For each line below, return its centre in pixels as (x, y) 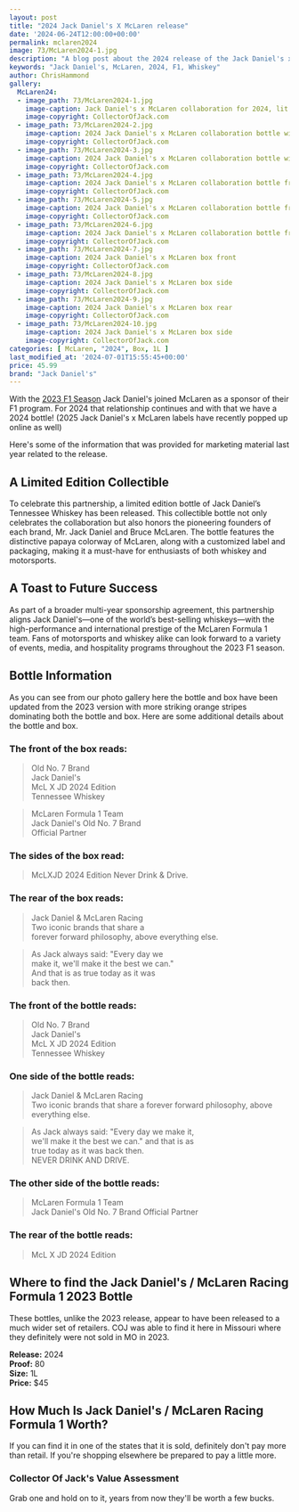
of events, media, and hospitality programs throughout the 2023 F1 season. (147, 648)
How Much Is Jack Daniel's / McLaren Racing (137, 1410)
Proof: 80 (27, 1363)
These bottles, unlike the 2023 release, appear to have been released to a (145, 1318)
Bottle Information (61, 676)
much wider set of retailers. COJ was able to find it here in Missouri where (145, 1328)
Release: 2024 (36, 1354)
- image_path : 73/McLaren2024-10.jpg (87, 324)
